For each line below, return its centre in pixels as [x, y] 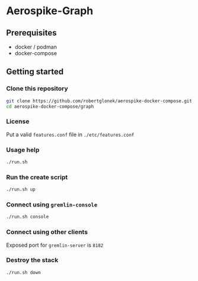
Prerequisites [31, 33]
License [18, 121]
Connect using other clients [47, 232]
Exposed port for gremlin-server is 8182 [55, 245]
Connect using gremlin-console [52, 204]
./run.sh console [28, 217]
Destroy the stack [32, 260]
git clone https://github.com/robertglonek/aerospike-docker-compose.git [99, 101]
